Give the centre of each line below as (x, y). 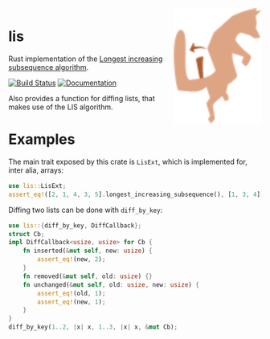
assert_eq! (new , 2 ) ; (72, 259)
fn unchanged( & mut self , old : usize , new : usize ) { (111, 284)
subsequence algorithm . (49, 67)
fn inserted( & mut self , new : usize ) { (88, 251)
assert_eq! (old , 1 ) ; (72, 293)
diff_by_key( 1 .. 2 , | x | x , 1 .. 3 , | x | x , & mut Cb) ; (93, 327)
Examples (42, 139)
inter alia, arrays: (36, 170)
